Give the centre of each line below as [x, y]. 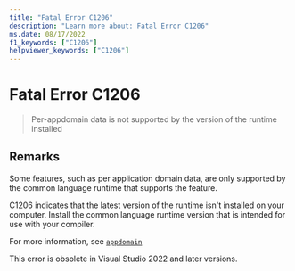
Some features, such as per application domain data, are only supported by [147, 178]
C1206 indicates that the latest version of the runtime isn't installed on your [147, 205]
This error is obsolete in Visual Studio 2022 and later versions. [123, 259]
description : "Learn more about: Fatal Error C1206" [109, 26]
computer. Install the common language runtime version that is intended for [147, 214]
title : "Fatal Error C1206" [61, 17]
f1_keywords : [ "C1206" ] [53, 42]
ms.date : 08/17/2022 [48, 34]
